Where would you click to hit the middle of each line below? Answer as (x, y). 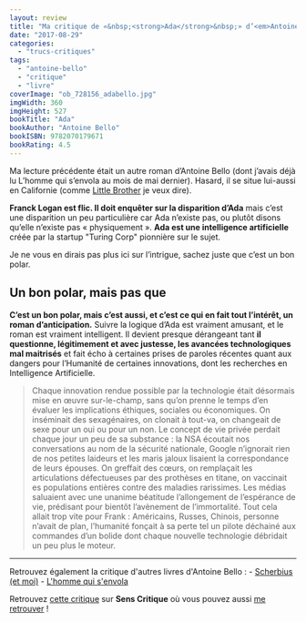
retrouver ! (29, 608)
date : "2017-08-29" (46, 35)
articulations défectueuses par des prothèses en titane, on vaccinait (159, 477)
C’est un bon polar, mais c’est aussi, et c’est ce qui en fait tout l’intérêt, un (152, 314)
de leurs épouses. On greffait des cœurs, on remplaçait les (142, 468)
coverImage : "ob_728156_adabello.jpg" (83, 94)
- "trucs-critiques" (56, 52)
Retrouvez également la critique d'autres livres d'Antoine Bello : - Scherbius (151, 571)
